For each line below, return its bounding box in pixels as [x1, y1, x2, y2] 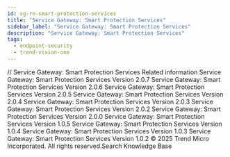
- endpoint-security [13, 42, 73, 49]
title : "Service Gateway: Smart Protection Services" [7, 17, 167, 24]
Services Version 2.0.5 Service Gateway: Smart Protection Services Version [7, 90, 224, 98]
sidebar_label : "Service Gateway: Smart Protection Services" [7, 23, 191, 30]
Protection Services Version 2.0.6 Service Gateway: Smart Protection [7, 83, 205, 91]
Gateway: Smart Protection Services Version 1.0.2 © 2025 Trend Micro [7, 134, 210, 142]
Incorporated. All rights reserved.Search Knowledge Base [7, 142, 172, 150]
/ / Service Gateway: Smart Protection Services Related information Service [7, 67, 222, 76]
